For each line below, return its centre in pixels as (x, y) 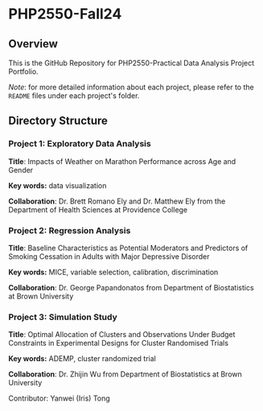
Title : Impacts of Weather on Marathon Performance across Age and (122, 161)
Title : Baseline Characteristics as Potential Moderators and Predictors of (128, 248)
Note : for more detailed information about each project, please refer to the (131, 87)
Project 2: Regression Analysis (70, 230)
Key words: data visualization (58, 185)
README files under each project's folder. (74, 96)
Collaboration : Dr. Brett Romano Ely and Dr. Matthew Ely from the (117, 201)
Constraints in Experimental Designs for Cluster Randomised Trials (119, 343)
